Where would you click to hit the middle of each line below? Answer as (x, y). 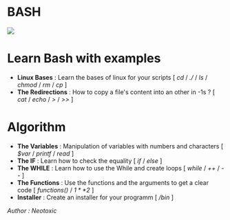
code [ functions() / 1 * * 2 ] (55, 190)
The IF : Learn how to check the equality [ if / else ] (90, 161)
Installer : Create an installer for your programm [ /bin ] (95, 197)
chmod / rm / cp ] (42, 85)
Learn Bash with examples (84, 58)
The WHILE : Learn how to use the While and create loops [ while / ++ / (118, 168)
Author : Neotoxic (32, 210)
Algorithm (36, 127)
